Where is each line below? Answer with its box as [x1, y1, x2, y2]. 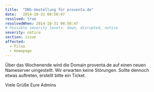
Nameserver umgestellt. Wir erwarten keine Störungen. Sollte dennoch [5, 67, 150, 73]
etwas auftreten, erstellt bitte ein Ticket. [5, 72, 86, 78]
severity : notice [5, 30, 41, 35]
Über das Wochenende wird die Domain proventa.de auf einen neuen [5, 62, 146, 68]
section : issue [5, 35, 37, 40]
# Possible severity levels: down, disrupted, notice [5, 26, 118, 31]
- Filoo [9, 44, 26, 49]
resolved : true [5, 16, 37, 21]
